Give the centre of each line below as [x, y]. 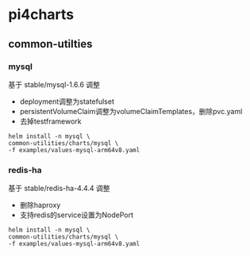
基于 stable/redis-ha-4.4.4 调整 [59, 189]
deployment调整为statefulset [67, 101]
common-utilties [50, 44]
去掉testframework [50, 121]
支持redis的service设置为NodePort [76, 215]
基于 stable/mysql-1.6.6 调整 [54, 84]
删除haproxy [40, 205]
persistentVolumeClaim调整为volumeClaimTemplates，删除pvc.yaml [131, 111]
